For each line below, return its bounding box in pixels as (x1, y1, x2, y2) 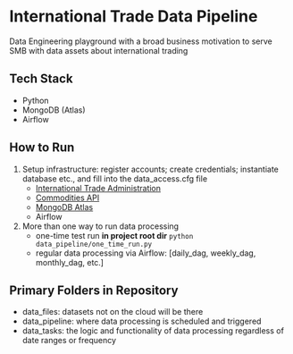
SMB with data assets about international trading (9, 45, 188, 55)
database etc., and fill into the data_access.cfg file (21, 173, 208, 184)
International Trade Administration (35, 182, 162, 193)
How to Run (9, 140, 75, 156)
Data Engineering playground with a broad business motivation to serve (9, 36, 272, 46)
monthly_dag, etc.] (35, 257, 105, 267)
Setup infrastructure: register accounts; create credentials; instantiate (21, 164, 279, 174)
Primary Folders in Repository (9, 282, 179, 298)
